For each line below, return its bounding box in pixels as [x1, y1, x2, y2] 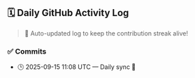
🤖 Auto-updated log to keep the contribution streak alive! [24, 29, 189, 38]
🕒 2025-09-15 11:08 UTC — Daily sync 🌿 [17, 63, 136, 71]
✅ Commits [7, 46, 47, 56]
